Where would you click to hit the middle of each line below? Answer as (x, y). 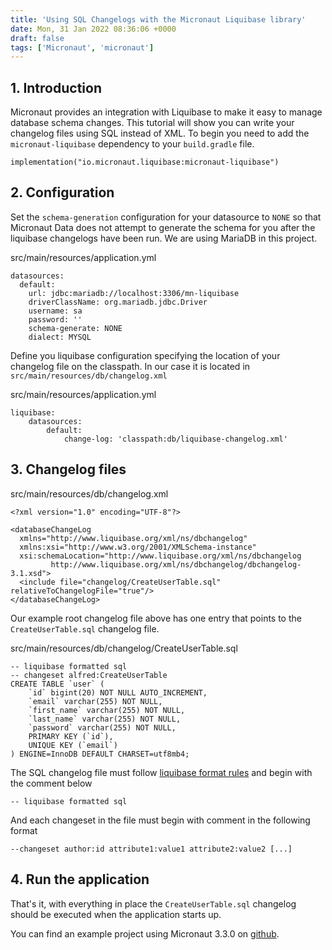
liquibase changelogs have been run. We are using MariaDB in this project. (164, 238)
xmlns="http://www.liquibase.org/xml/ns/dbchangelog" (133, 538)
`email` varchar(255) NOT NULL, (95, 701)
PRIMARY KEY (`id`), (71, 736)
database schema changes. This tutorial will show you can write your (152, 123)
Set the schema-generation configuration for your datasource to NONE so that (166, 217)
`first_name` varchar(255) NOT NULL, (107, 710)
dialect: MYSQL (60, 337)
